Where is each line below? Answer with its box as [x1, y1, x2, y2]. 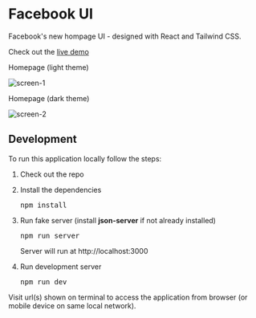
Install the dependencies [19, 185, 102, 194]
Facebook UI [8, 5, 94, 23]
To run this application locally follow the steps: [8, 153, 162, 163]
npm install [19, 200, 67, 210]
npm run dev [19, 277, 67, 286]
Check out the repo [19, 169, 84, 179]
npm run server [19, 230, 80, 240]
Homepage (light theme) [8, 62, 90, 72]
